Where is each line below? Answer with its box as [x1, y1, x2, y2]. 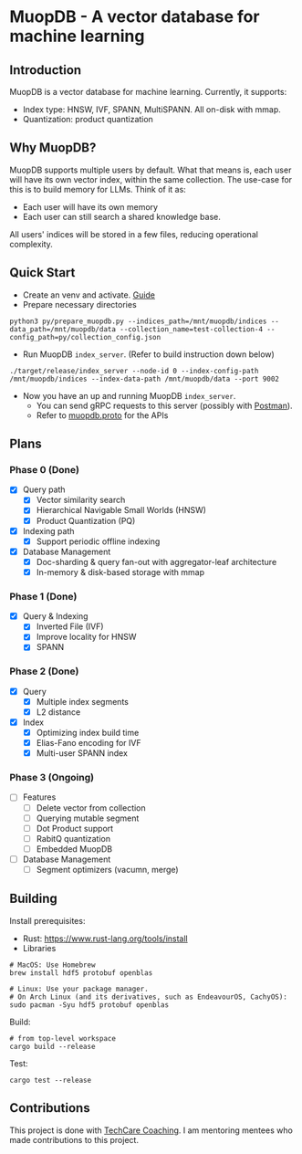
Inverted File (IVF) [36, 621, 104, 632]
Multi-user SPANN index [36, 748, 128, 759]
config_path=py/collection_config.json [9, 332, 161, 341]
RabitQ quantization [36, 833, 111, 844]
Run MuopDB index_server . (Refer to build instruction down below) [22, 349, 276, 360]
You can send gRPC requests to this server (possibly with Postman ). [36, 400, 294, 411]
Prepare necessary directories [22, 299, 137, 309]
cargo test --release [9, 1075, 92, 1085]
